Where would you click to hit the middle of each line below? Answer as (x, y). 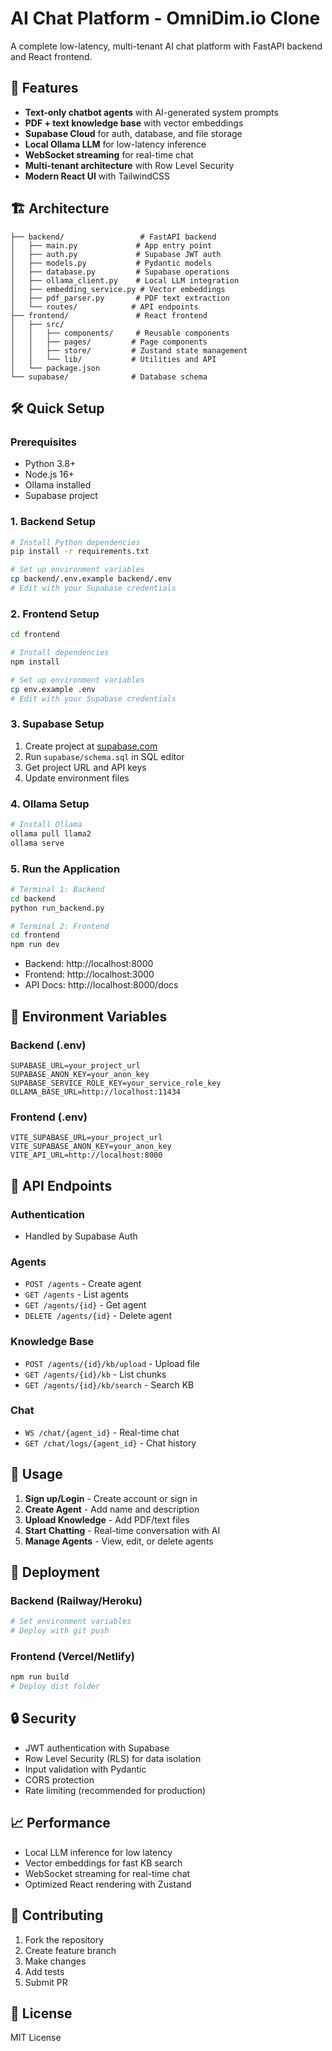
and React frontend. (51, 56)
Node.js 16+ (49, 474)
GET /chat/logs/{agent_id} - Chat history (110, 1443)
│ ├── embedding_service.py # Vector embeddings (118, 289)
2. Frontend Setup (55, 614)
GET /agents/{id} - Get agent (85, 1305)
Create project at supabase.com (91, 746)
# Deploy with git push (60, 1631)
